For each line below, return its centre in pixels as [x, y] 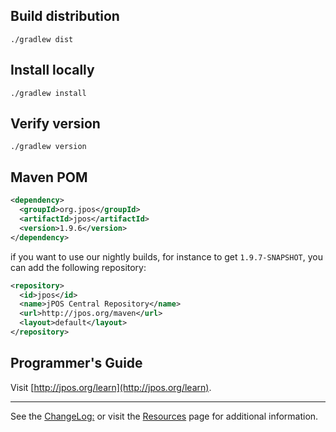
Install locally [52, 70]
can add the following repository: [78, 267]
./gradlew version [48, 147]
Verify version [55, 124]
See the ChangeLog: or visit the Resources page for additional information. [164, 416]
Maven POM [49, 177]
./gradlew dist [42, 39]
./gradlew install [48, 93]
